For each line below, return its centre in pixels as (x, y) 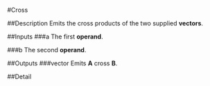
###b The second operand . (47, 50)
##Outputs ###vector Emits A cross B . (62, 63)
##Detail (19, 76)
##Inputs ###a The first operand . (55, 36)
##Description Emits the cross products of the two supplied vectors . (105, 23)
